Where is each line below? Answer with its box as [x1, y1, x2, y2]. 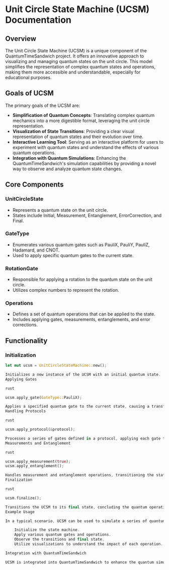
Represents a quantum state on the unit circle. [12, 207, 108, 213]
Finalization [5, 477, 33, 482]
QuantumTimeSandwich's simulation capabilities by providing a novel [12, 160, 156, 166]
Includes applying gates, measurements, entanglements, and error [12, 316, 151, 323]
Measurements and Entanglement [5, 440, 71, 446]
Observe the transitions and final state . [14, 537, 105, 542]
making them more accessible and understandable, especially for [5, 69, 141, 75]
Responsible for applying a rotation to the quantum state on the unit [12, 276, 152, 283]
